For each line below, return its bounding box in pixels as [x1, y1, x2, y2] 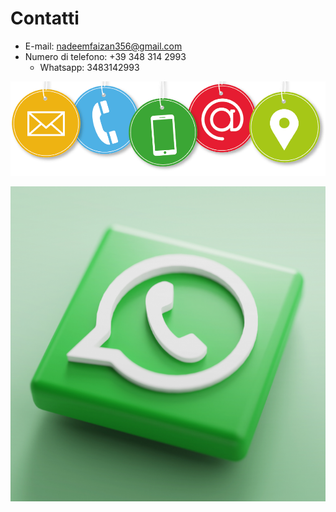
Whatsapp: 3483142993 [39, 61, 140, 73]
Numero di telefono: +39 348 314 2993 [24, 50, 187, 62]
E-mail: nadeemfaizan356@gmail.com [24, 40, 183, 52]
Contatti [10, 7, 80, 30]
